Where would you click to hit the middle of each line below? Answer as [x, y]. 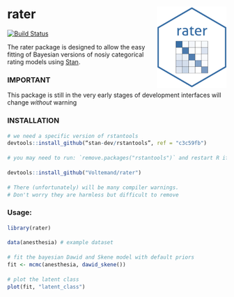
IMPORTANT [29, 79]
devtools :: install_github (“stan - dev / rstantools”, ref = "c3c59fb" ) [107, 143]
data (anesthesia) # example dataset [60, 243]
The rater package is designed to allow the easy [76, 47]
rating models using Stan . [44, 61]
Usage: [20, 213]
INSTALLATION [33, 121]
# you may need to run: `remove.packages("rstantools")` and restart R [113, 158]
